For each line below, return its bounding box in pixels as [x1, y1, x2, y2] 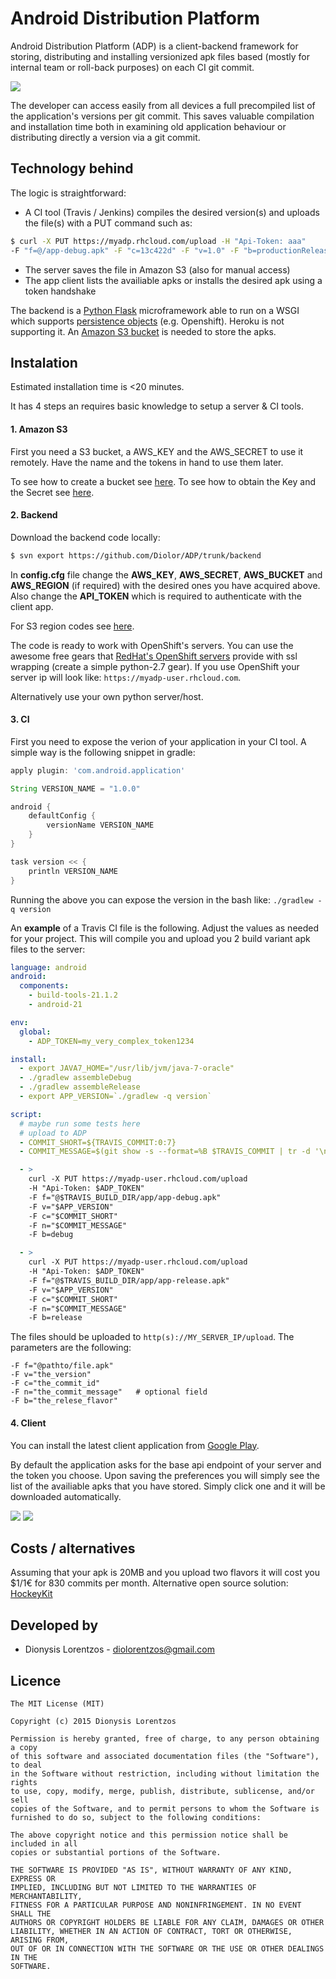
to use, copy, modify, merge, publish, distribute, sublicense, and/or [10, 1786, 315, 1796]
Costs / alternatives [10, 1540, 136, 1557]
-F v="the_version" [10, 1370, 92, 1380]
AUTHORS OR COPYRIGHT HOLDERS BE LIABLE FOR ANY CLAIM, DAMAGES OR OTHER [10, 1917, 325, 1927]
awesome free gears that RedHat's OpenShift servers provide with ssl [10, 650, 298, 662]
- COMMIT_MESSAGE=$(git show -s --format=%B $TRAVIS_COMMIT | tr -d [19, 1147, 311, 1157]
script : [10, 1109, 43, 1119]
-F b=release [28, 1313, 83, 1323]
